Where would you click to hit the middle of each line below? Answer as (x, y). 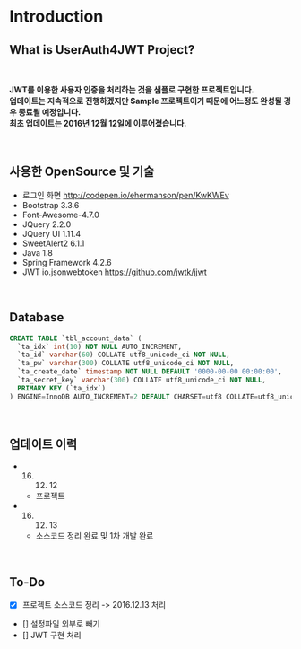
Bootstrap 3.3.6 (51, 205)
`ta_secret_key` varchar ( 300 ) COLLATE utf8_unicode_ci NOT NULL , (142, 380)
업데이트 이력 (43, 445)
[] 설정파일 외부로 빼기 (61, 624)
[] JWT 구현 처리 (52, 636)
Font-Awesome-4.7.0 (61, 215)
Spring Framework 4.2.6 (67, 262)
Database (37, 317)
